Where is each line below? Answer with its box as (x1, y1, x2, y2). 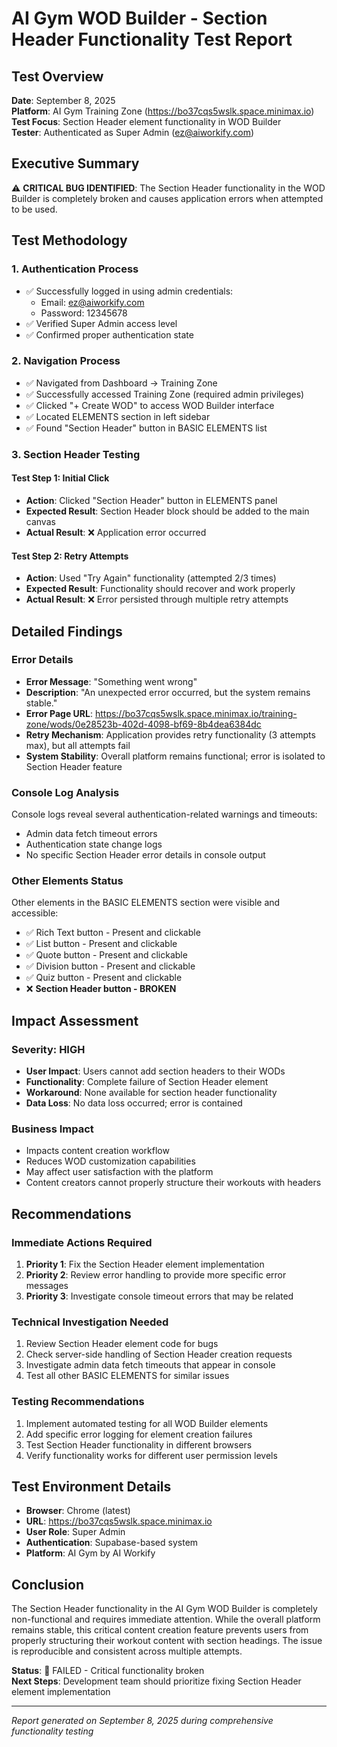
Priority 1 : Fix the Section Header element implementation (25, 1258, 265, 1271)
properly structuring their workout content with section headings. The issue (11, 1635, 323, 1647)
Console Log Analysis (11, 785, 120, 799)
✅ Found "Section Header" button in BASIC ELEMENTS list (25, 422, 268, 434)
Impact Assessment (11, 1012, 139, 1029)
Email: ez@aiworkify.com (40, 296, 145, 308)
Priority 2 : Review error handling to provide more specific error (25, 1269, 287, 1281)
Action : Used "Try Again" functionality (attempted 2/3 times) (25, 572, 277, 584)
